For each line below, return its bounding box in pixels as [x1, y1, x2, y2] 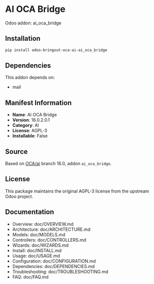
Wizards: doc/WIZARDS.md [12, 242, 69, 248]
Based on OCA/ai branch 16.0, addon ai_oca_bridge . [5, 161, 112, 167]
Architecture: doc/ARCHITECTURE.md [12, 226, 91, 232]
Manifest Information [5, 98, 72, 107]
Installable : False [12, 133, 48, 139]
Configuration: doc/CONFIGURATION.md [12, 258, 96, 264]
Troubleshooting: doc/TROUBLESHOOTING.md [12, 269, 108, 275]
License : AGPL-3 [12, 128, 48, 134]
